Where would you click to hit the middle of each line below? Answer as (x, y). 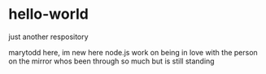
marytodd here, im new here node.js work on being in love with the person (133, 52)
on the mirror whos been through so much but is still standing (111, 61)
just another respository (48, 37)
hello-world (49, 14)
